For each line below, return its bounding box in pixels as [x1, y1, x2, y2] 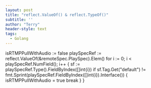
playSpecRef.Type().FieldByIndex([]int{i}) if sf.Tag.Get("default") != [5, 66, 146, 72]
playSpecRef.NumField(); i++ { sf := [5, 61, 80, 67]
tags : [5, 31, 17, 36]
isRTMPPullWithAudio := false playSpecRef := [5, 50, 102, 56]
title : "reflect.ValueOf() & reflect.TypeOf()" [5, 12, 109, 17]
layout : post [5, 7, 33, 13]
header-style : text [5, 27, 47, 32]
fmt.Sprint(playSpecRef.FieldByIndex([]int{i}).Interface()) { [5, 72, 128, 78]
